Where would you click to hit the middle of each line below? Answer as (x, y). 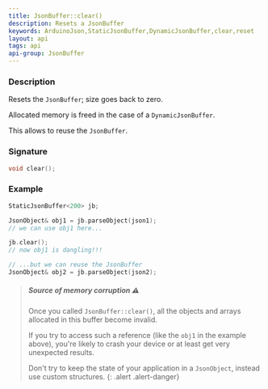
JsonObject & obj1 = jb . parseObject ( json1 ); (83, 220)
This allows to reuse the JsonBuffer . (68, 131)
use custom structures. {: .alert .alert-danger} (104, 376)
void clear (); (32, 168)
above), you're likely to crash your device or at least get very (129, 344)
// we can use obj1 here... (56, 228)
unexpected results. (61, 352)
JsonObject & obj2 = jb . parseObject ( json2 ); (83, 273)
